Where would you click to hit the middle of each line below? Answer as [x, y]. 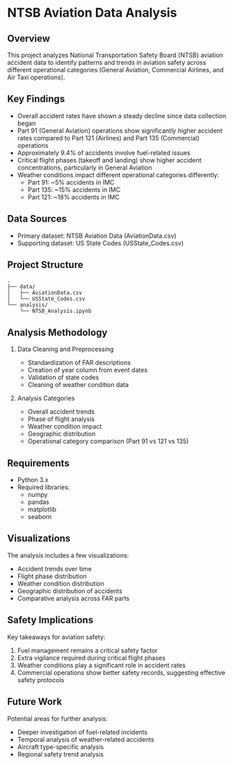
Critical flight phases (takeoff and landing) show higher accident [109, 160]
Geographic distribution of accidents [70, 591]
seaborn [40, 517]
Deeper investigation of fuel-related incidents [82, 732]
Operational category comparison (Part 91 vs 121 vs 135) [108, 441]
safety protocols [41, 680]
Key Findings [36, 99]
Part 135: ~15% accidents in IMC [74, 190]
